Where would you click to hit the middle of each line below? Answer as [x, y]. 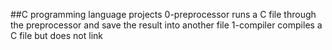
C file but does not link [56, 35]
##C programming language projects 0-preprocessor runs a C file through [163, 14]
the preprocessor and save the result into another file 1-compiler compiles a [166, 25]
